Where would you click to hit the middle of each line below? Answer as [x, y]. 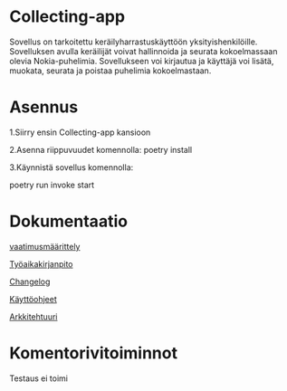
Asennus [44, 107]
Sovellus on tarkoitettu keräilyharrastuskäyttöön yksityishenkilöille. [134, 42]
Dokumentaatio [69, 221]
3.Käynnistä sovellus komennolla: [72, 167]
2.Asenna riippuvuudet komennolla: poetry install [101, 149]
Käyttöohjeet [33, 299]
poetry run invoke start [52, 185]
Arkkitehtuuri [33, 316]
